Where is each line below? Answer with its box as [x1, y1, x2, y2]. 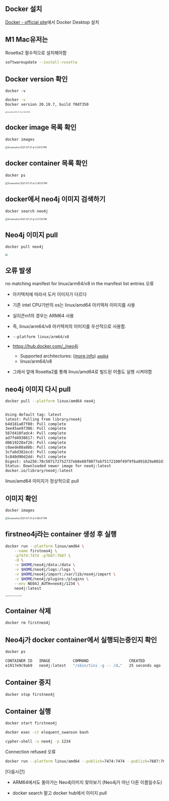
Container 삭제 [5, 607, 51, 615]
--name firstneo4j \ [14, 548, 57, 553]
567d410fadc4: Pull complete [5, 431, 66, 436]
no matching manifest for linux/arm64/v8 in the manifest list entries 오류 [5, 281, 154, 287]
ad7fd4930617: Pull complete [5, 435, 66, 441]
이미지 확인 [5, 494, 38, 503]
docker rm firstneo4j [5, 620, 51, 626]
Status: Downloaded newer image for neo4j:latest [5, 463, 112, 469]
